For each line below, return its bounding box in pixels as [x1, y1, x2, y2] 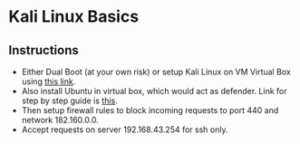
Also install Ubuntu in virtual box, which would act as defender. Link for [21, 86, 287, 96]
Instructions [8, 43, 79, 58]
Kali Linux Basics [8, 6, 140, 27]
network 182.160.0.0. [21, 115, 99, 125]
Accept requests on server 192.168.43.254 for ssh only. [21, 124, 228, 135]
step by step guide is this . [21, 95, 119, 106]
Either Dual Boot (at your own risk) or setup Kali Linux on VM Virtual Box [21, 66, 291, 77]
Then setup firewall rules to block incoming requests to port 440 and [21, 105, 279, 115]
